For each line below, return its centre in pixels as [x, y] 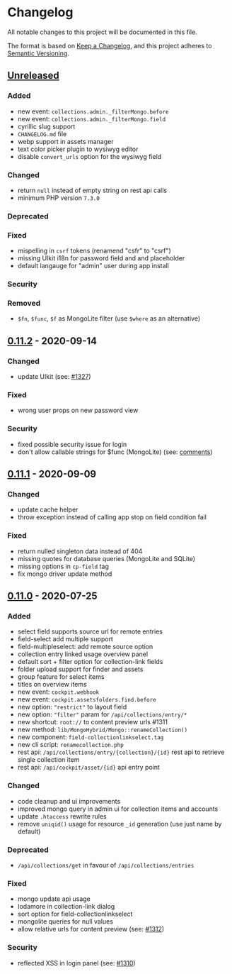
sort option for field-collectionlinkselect [75, 914]
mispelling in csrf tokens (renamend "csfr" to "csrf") [94, 251]
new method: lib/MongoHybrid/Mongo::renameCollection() [103, 730]
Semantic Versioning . [38, 53]
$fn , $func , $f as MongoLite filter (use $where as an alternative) [109, 319]
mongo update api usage [54, 899]
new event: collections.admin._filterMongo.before [93, 111]
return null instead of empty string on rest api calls [92, 190]
